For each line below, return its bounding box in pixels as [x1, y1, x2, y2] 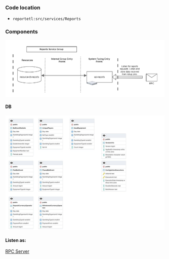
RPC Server [5, 248, 29, 254]
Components [5, 28, 38, 35]
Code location [5, 4, 40, 11]
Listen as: [5, 237, 26, 243]
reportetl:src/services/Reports [12, 17, 81, 22]
